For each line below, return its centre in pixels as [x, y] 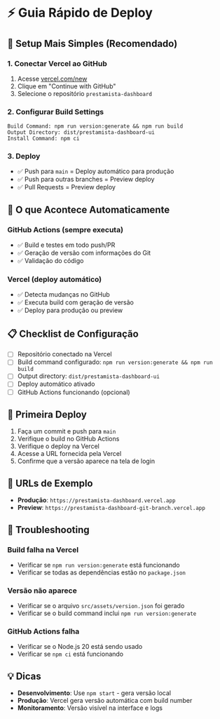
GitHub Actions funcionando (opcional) [74, 392]
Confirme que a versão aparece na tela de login [86, 461]
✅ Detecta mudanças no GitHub [63, 295]
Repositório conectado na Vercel [64, 354]
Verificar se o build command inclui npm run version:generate [107, 613]
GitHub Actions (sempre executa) [66, 229]
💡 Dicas [25, 676]
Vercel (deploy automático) [55, 279]
